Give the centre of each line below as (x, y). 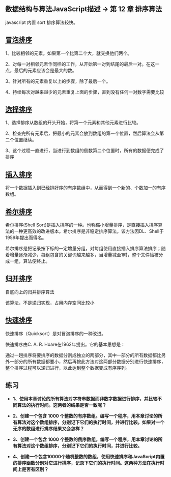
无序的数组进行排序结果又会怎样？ (48, 428)
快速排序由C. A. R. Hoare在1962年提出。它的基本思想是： (65, 344)
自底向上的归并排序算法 (30, 292)
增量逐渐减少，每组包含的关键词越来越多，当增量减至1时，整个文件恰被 (84, 255)
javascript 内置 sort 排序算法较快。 (41, 22)
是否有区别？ (35, 469)
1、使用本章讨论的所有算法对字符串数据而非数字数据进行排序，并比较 (85, 399)
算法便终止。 (36, 261)
